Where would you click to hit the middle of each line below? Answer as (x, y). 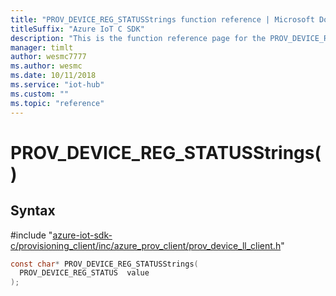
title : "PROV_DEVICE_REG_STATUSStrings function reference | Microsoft (162, 19)
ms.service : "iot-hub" (57, 85)
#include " (31, 235)
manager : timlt (42, 47)
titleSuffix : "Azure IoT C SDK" (77, 29)
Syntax (33, 211)
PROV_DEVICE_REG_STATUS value (84, 273)
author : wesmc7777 (48, 57)
